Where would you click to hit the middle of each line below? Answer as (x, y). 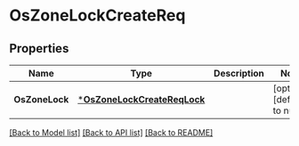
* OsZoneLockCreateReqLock (141, 99)
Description (239, 73)
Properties (39, 49)
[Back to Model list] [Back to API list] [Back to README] (111, 133)
